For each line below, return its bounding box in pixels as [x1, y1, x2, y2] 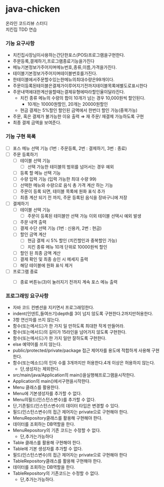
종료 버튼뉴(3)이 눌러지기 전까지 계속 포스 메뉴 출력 [20, 279, 118, 285]
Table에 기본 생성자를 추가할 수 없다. [12, 446, 83, 452]
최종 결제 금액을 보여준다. [12, 119, 62, 126]
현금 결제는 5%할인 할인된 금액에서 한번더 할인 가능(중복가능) [20, 107, 138, 114]
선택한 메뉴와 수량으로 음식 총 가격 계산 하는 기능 [20, 182, 113, 188]
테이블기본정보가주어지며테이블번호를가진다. [12, 70, 98, 77]
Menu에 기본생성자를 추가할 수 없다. [12, 391, 82, 397]
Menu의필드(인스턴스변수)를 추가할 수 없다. [12, 397, 96, 402]
